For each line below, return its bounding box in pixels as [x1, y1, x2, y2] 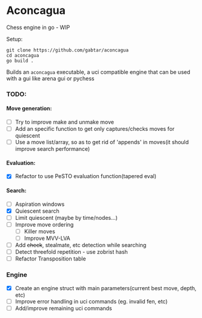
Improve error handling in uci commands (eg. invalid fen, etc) [15, 297, 168, 305]
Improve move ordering [15, 220, 74, 228]
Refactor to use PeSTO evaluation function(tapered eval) [15, 173, 157, 180]
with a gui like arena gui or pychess [6, 75, 95, 82]
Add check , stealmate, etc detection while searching [15, 242, 147, 249]
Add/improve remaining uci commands [15, 304, 112, 312]
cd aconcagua [6, 52, 39, 58]
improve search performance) [15, 145, 90, 153]
